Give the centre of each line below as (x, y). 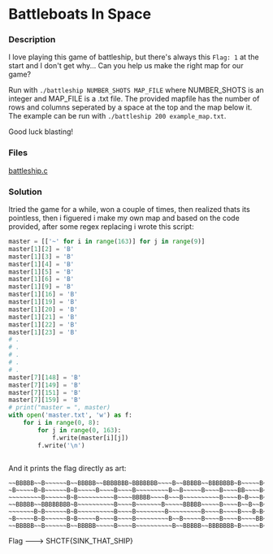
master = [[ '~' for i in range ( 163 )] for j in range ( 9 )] (107, 242)
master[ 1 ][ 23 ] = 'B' (43, 332)
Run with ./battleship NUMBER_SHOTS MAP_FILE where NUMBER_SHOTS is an (136, 90)
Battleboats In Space (80, 14)
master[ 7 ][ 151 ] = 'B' (45, 392)
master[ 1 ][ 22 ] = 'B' (43, 325)
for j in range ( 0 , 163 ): (80, 430)
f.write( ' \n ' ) (61, 445)
